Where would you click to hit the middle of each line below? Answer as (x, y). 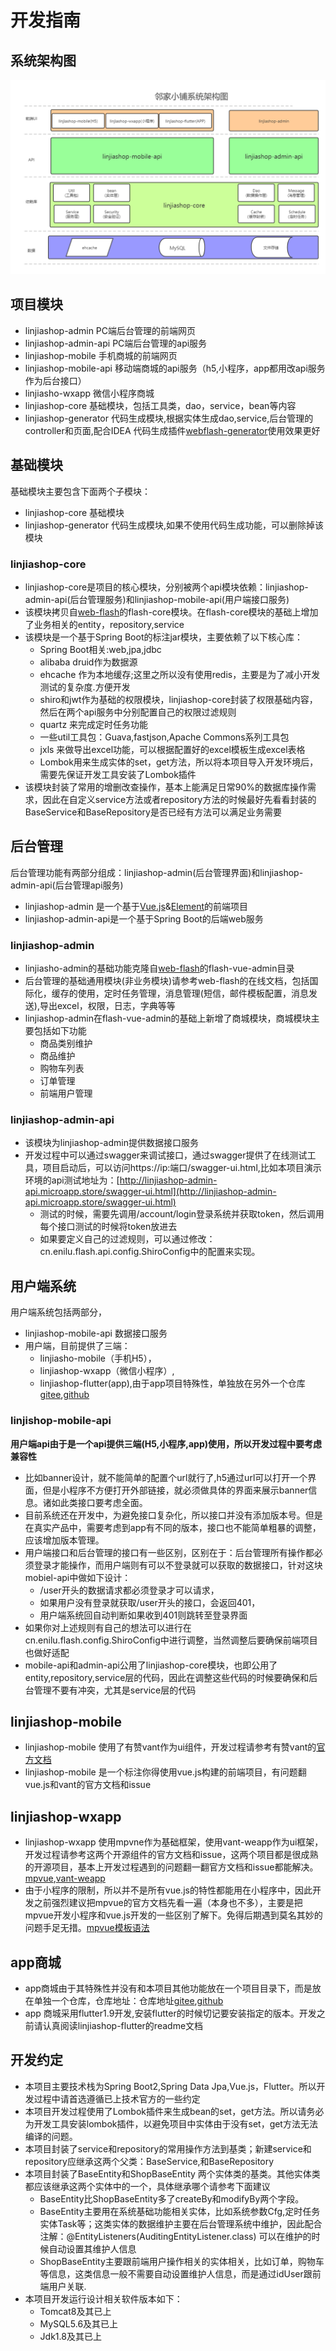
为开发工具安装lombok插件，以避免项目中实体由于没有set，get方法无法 (171, 2123)
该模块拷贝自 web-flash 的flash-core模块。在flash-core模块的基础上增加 (171, 612)
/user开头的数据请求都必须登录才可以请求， (129, 1590)
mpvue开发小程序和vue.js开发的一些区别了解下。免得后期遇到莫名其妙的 (173, 1915)
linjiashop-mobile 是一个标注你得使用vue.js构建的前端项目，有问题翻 (165, 1772)
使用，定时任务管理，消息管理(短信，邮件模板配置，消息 (193, 993)
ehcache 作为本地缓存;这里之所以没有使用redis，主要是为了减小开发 (180, 674)
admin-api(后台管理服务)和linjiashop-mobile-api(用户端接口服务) (157, 599)
